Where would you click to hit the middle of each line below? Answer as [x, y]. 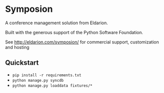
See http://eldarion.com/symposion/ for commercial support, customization [82, 42]
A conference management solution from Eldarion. [56, 23]
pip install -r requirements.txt [47, 75]
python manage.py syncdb [38, 80]
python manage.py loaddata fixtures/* [52, 86]
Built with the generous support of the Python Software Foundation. [74, 32]
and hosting [17, 47]
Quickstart [22, 63]
